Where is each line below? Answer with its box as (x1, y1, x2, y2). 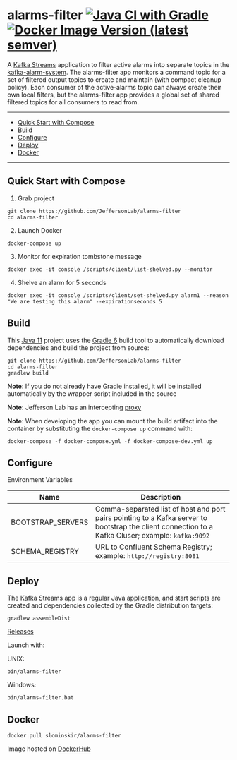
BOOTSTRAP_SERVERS (11, 517, 89, 527)
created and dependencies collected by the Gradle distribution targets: (7, 601, 214, 610)
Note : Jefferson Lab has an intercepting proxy (7, 403, 142, 411)
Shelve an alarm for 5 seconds (17, 278, 107, 286)
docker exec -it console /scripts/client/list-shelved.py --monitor (7, 265, 213, 273)
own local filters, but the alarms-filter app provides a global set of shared (7, 90, 220, 99)
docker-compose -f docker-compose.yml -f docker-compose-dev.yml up (7, 438, 213, 445)
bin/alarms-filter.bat (7, 694, 74, 701)
